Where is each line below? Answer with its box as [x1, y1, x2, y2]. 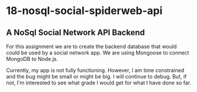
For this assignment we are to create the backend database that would [6, 43, 177, 50]
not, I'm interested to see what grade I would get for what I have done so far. [6, 79, 192, 86]
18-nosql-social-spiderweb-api [6, 4, 163, 18]
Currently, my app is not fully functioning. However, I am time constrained [6, 67, 185, 74]
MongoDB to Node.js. [6, 56, 58, 62]
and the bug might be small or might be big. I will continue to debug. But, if [6, 73, 187, 80]
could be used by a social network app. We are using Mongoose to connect [6, 49, 189, 56]
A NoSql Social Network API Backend [6, 28, 145, 38]
